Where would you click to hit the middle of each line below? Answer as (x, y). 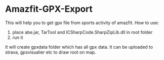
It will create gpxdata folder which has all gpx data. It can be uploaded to (79, 47)
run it (18, 37)
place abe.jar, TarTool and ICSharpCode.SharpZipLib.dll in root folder (82, 32)
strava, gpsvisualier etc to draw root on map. (51, 52)
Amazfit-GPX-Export (49, 9)
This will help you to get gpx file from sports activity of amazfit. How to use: (82, 23)
